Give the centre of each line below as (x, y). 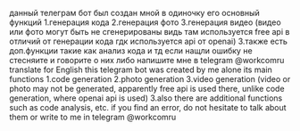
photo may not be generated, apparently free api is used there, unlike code (147, 89)
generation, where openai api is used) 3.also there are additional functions (146, 98)
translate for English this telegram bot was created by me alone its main (141, 70)
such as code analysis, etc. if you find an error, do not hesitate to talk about (148, 107)
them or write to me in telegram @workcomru (93, 117)
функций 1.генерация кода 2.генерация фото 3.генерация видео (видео (145, 22)
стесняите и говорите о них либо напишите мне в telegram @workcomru (147, 60)
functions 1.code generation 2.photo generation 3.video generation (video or (150, 79)
